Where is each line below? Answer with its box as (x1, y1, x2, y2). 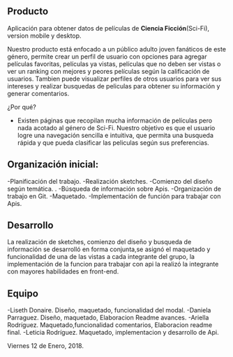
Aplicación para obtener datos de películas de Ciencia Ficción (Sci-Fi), (7, 24, 210, 32)
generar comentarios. (7, 89, 70, 97)
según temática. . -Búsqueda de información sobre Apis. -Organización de (7, 184, 222, 193)
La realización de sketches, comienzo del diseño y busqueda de (7, 238, 192, 246)
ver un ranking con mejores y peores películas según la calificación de (7, 67, 210, 75)
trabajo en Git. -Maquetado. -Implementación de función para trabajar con (7, 191, 221, 200)
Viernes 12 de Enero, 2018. (7, 342, 84, 350)
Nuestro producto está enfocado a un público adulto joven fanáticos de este (7, 45, 227, 53)
